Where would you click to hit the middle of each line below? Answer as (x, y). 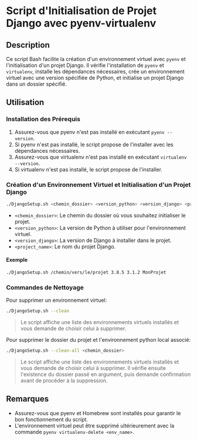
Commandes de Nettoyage (45, 287)
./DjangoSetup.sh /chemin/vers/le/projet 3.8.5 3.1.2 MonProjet (86, 272)
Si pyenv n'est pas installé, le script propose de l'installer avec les (94, 144)
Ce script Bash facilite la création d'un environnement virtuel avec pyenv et (96, 59)
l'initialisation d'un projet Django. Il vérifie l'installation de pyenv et (85, 65)
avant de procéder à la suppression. (64, 381)
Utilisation (25, 102)
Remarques (28, 399)
